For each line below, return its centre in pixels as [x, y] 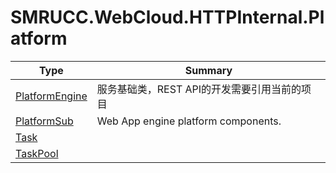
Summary [208, 70]
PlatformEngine [51, 96]
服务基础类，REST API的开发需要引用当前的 [199, 89]
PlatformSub [44, 121]
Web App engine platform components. [189, 121]
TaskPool [37, 153]
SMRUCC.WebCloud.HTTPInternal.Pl [167, 17]
